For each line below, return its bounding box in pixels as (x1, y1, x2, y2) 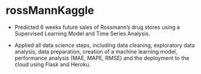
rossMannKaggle (5, 4, 95, 17)
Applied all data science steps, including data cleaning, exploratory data (14, 42, 195, 49)
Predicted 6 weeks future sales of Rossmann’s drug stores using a (14, 23, 180, 31)
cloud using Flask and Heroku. (14, 61, 91, 68)
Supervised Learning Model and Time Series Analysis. (14, 29, 150, 37)
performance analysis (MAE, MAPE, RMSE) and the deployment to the (14, 54, 189, 61)
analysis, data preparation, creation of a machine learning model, (14, 48, 177, 55)
